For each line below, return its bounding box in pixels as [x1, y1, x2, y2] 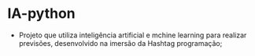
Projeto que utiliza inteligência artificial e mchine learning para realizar [18, 30, 247, 40]
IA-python [7, 5, 76, 23]
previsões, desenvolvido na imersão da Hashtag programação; [18, 38, 223, 47]
